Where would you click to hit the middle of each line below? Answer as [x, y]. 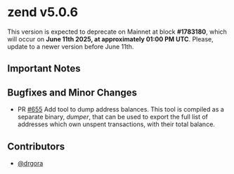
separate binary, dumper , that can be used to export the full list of [113, 117]
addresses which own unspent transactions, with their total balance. [116, 124]
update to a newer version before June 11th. [71, 46]
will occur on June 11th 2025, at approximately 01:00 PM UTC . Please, [111, 39]
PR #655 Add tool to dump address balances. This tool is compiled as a [121, 109]
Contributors [36, 146]
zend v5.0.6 [43, 12]
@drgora [30, 163]
